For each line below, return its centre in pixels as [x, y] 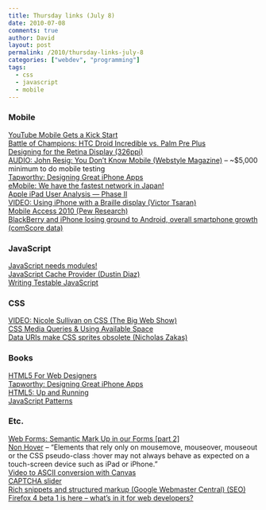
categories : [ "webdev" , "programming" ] [74, 60]
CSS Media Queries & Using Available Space [81, 329]
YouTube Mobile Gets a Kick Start [63, 134]
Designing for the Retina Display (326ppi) [76, 151]
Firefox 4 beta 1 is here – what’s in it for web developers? [101, 497]
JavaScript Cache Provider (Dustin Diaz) [74, 274]
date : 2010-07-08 [37, 23]
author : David [32, 38]
